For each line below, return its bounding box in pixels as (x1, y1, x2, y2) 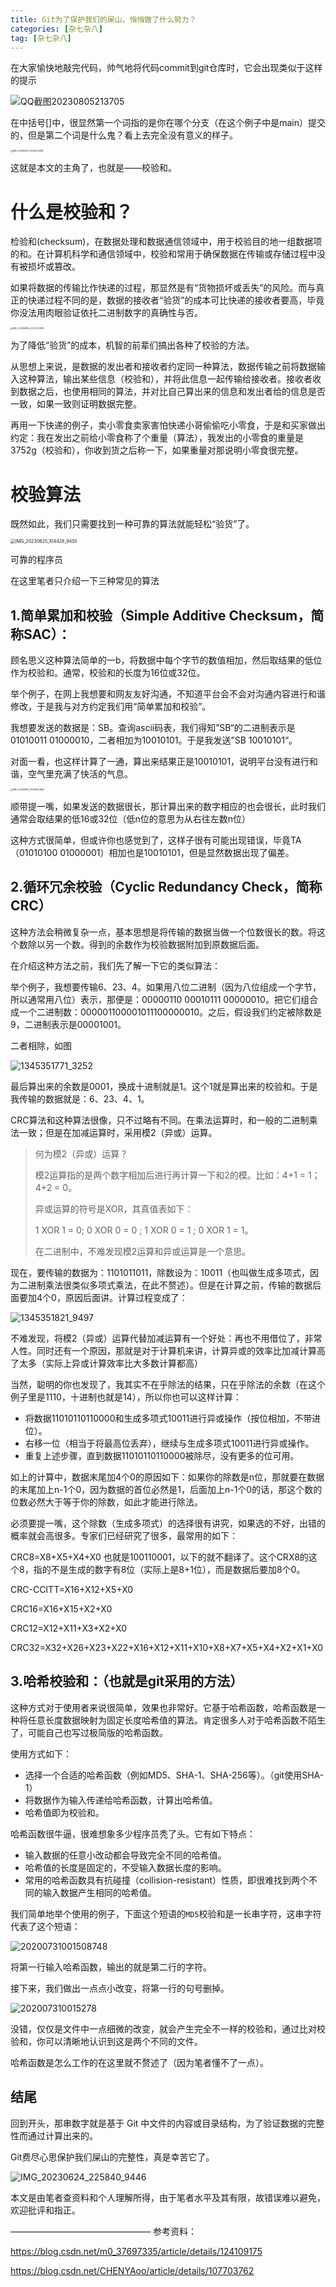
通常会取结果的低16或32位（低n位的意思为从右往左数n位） (10, 813, 252, 825)
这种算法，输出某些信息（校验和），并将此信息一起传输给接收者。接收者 (18, 373, 313, 385)
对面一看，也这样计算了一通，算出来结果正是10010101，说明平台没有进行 (10, 756, 310, 768)
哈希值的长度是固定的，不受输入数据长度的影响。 (24, 1861, 227, 1873)
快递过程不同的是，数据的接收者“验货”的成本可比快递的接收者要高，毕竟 (27, 294, 325, 306)
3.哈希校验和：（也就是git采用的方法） (10, 1673, 244, 1690)
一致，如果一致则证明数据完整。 (10, 398, 142, 410)
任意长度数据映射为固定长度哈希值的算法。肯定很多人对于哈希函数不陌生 (27, 1714, 326, 1726)
